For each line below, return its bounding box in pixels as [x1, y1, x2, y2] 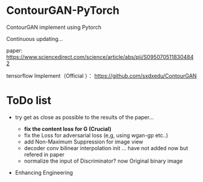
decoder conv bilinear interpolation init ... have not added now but [24, 144, 188, 151]
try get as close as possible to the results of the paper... [14, 113, 154, 121]
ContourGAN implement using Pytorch [6, 24, 101, 31]
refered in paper [24, 151, 65, 158]
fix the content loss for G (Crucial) [24, 125, 112, 133]
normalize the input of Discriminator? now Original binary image [24, 157, 183, 165]
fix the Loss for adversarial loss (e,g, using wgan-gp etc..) [24, 131, 169, 139]
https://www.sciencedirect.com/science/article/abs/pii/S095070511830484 [6, 53, 194, 60]
